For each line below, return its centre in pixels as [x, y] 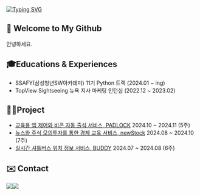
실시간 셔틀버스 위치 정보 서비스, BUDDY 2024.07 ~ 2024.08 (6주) [95, 148]
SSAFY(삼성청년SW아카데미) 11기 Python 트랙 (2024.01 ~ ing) [90, 83]
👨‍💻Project [26, 110]
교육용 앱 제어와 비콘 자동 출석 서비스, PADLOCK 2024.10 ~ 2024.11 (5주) [102, 126]
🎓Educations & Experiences [62, 64]
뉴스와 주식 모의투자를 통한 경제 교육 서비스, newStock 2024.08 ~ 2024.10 [105, 133]
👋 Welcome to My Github [54, 28]
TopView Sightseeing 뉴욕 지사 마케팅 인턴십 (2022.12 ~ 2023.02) [95, 90]
